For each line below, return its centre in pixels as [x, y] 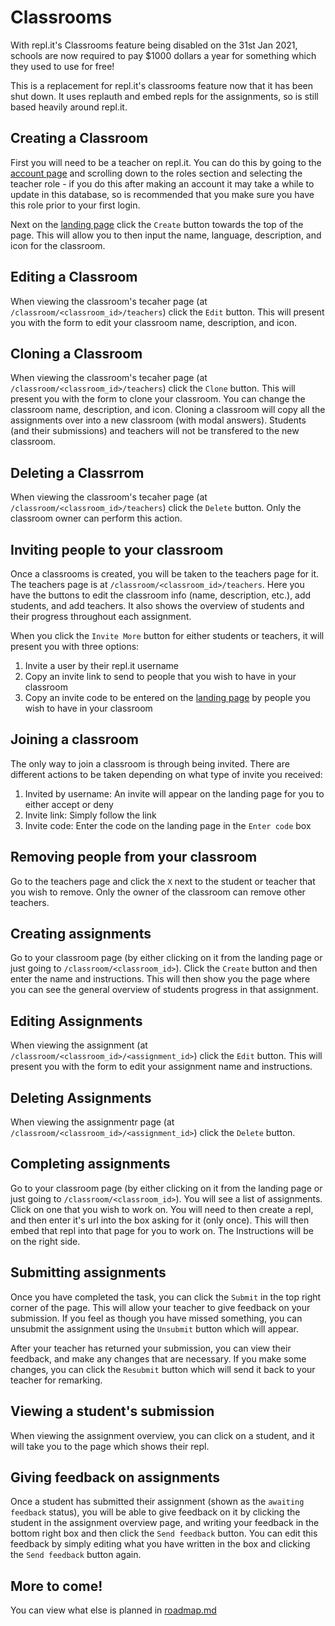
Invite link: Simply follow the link [90, 815]
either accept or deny [69, 804]
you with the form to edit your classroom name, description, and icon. [153, 322]
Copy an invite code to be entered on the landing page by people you [167, 697]
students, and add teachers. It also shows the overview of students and [157, 605]
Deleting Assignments [81, 1097]
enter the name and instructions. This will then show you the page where [160, 979]
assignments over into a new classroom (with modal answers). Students [158, 420]
